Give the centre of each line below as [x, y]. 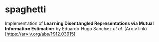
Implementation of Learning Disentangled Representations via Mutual [79, 23]
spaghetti [25, 9]
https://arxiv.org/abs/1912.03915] [41, 34]
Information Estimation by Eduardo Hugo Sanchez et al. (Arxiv [71, 28]
